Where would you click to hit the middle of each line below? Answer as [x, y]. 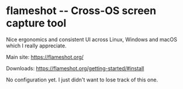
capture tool [36, 23]
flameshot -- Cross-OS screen [81, 11]
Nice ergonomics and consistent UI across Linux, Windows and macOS [91, 39]
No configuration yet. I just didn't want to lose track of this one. [82, 80]
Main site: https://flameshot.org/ [45, 57]
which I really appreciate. [36, 46]
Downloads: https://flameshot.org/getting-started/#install [75, 68]
